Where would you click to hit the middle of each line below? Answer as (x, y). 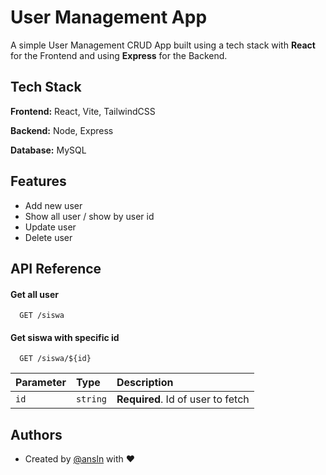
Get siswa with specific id (65, 337)
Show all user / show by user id (89, 216)
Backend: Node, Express (62, 130)
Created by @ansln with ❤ (80, 459)
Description (145, 383)
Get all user (34, 294)
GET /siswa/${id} (55, 359)
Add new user (53, 205)
